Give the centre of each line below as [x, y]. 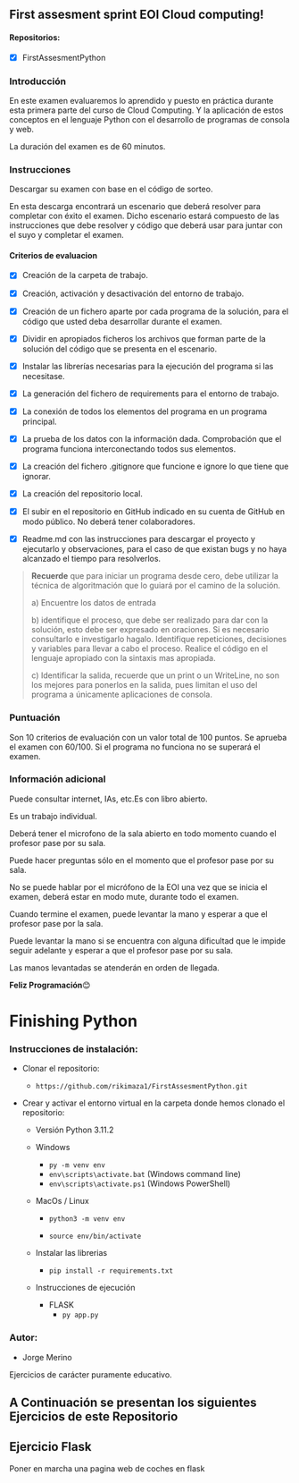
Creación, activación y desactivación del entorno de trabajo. [133, 293]
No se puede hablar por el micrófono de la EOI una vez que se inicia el [138, 887]
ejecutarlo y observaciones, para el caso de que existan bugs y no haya [154, 549]
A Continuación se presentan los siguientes [133, 1402]
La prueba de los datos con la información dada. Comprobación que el [152, 438]
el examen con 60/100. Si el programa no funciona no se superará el [135, 747]
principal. [39, 421]
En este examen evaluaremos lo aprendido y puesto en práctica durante [141, 100]
